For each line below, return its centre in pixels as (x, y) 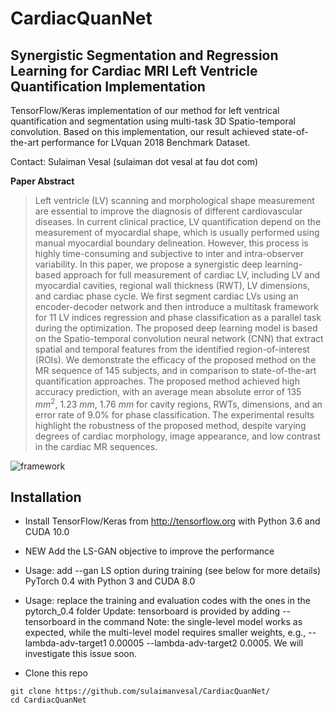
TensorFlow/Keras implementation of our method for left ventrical (145, 110)
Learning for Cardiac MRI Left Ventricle (134, 70)
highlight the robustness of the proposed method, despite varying (170, 425)
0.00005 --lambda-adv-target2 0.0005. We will (206, 643)
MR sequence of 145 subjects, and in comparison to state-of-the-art (175, 370)
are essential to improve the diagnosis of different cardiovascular (168, 211)
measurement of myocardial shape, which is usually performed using (177, 232)
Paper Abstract (42, 181)
